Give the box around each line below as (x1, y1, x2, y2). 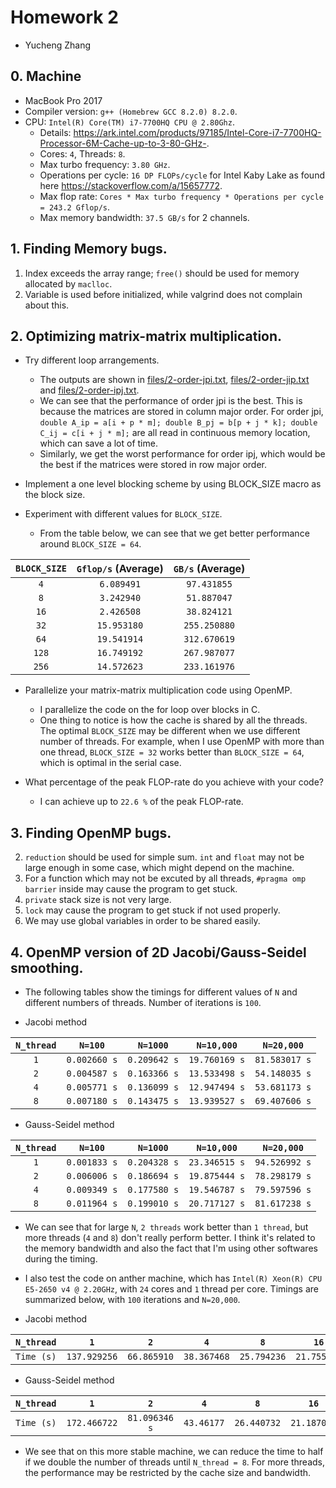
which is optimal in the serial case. (39, 757, 182, 769)
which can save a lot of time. (39, 437, 158, 450)
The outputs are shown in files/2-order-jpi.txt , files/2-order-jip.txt (39, 374, 310, 386)
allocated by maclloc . (24, 277, 113, 290)
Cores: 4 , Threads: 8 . (39, 147, 126, 160)
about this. (24, 299, 70, 311)
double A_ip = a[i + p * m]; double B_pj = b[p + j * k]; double (39, 418, 318, 428)
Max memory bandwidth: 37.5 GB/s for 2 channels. (39, 211, 250, 223)
